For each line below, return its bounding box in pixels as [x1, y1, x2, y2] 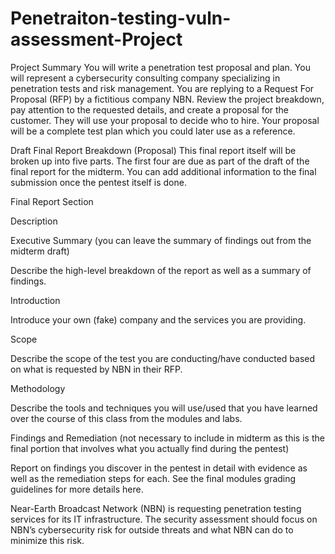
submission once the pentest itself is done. [10, 176, 187, 188]
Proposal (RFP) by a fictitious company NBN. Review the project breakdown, [10, 93, 325, 105]
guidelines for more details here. [10, 483, 144, 495]
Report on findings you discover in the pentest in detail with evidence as [10, 462, 308, 474]
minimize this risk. [10, 534, 85, 546]
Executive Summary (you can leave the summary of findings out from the [10, 234, 312, 246]
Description [10, 215, 58, 227]
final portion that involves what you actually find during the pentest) [10, 442, 290, 454]
